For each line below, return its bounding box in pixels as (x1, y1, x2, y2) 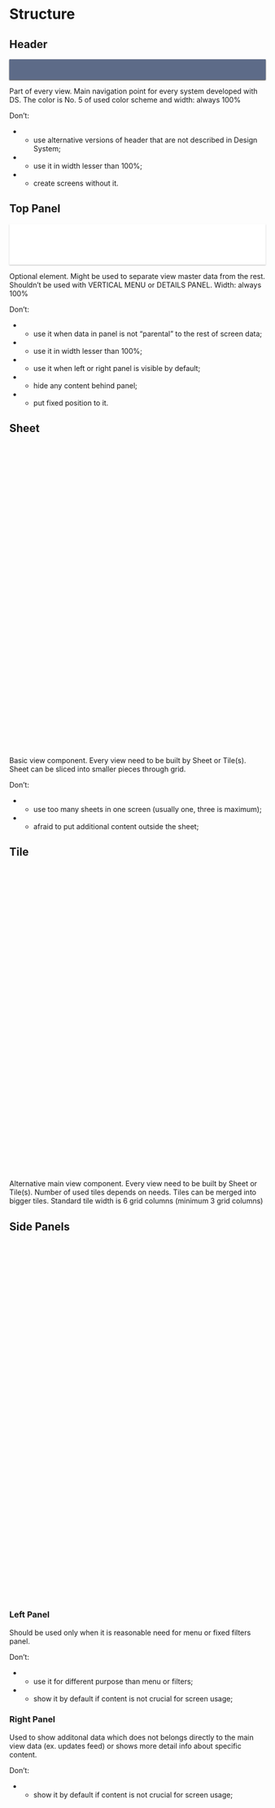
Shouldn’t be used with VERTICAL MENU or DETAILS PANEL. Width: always (9, 280, 262, 290)
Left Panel (9, 1609, 50, 1620)
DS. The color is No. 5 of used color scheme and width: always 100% (9, 95, 241, 104)
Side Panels (9, 1220, 70, 1234)
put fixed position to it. (33, 398, 109, 408)
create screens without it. (33, 178, 119, 188)
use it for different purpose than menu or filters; (33, 1676, 194, 1686)
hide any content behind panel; (33, 380, 137, 391)
